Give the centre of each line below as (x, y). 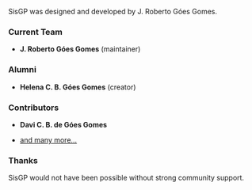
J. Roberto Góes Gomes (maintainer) (80, 49)
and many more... (48, 140)
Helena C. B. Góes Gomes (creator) (78, 87)
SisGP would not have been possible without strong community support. (126, 178)
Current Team (36, 32)
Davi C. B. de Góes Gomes (63, 124)
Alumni (23, 70)
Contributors (34, 108)
